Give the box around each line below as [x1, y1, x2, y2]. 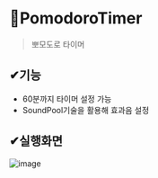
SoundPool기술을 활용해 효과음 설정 [22, 104, 150, 115]
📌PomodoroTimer [9, 8, 143, 29]
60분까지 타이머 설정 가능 [22, 93, 112, 104]
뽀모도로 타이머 [31, 39, 85, 49]
